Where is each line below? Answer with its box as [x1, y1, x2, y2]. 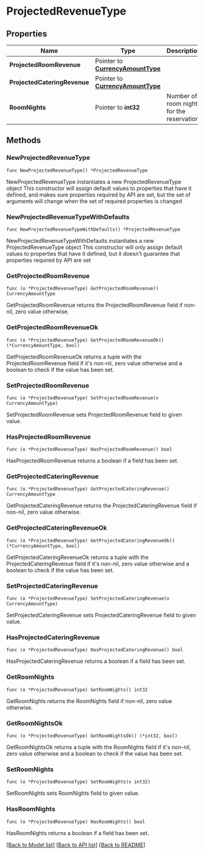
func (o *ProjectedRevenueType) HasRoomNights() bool [6, 819, 146, 825]
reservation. [166, 114, 201, 123]
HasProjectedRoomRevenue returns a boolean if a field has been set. [6, 457, 179, 464]
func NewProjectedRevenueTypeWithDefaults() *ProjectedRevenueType [6, 226, 181, 233]
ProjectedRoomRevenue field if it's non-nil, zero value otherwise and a [6, 359, 183, 366]
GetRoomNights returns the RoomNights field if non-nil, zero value [6, 697, 172, 704]
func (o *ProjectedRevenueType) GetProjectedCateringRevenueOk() [6, 537, 175, 544]
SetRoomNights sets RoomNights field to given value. [6, 789, 140, 797]
